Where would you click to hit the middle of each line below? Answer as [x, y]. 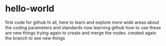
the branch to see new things [35, 38]
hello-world [30, 9]
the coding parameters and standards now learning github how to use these [83, 27]
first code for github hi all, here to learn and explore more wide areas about [82, 22]
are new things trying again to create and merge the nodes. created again [81, 33]
